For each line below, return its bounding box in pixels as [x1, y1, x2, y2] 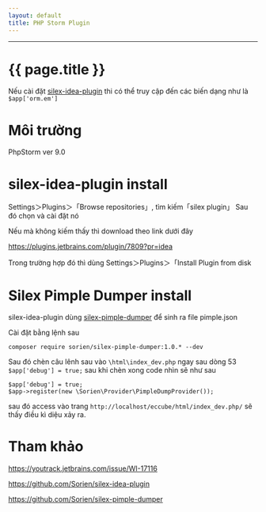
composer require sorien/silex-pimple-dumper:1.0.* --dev [8, 343, 203, 351]
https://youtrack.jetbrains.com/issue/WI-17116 [8, 464, 158, 473]
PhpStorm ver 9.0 [8, 147, 66, 157]
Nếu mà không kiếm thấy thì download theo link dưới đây [8, 226, 194, 236]
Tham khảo [8, 438, 84, 456]
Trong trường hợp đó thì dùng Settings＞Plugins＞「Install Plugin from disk [8, 258, 252, 267]
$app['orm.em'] [8, 95, 59, 103]
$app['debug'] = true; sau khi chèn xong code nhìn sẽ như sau [8, 366, 216, 375]
